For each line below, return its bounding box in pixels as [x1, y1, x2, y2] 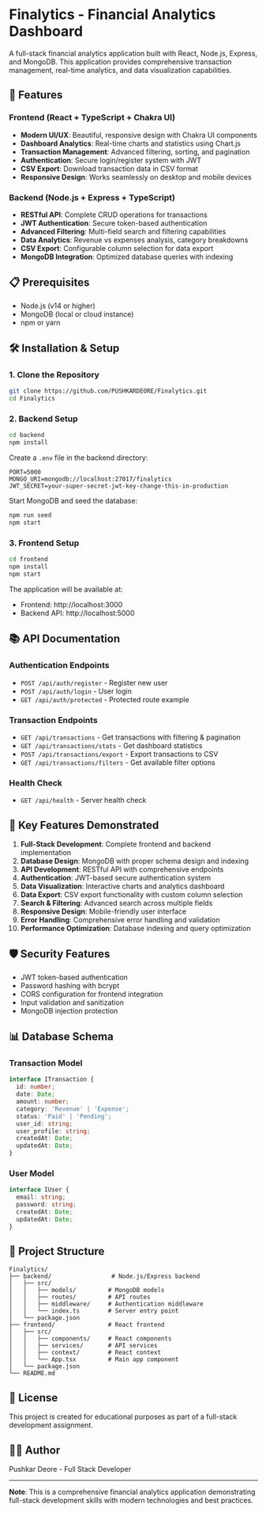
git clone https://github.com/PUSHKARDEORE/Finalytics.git [9, 387, 208, 395]
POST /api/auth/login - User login [20, 686, 133, 696]
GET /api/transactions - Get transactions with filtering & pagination [20, 732, 242, 742]
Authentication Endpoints [9, 660, 110, 671]
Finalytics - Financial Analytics [9, 6, 216, 24]
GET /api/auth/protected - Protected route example [20, 694, 189, 704]
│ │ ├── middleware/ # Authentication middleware [9, 1300, 204, 1308]
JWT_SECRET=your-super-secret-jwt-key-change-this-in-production [9, 482, 228, 490]
